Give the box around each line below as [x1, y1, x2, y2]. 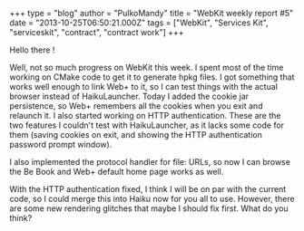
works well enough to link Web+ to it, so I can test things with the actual [9, 82, 279, 91]
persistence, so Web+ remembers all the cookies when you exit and [9, 101, 263, 111]
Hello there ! [9, 44, 55, 55]
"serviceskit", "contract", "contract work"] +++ [9, 27, 184, 37]
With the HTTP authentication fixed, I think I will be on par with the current [9, 184, 287, 194]
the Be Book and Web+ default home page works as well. [9, 167, 224, 177]
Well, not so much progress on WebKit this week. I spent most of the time [9, 63, 284, 72]
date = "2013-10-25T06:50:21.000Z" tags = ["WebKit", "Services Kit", [9, 17, 270, 28]
